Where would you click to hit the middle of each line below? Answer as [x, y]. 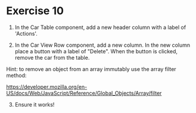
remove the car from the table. [52, 57]
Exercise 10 [35, 11]
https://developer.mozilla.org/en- [47, 86]
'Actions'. [26, 33]
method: [16, 75]
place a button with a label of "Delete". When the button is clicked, [96, 51]
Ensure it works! [35, 104]
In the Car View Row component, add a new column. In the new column [102, 45]
